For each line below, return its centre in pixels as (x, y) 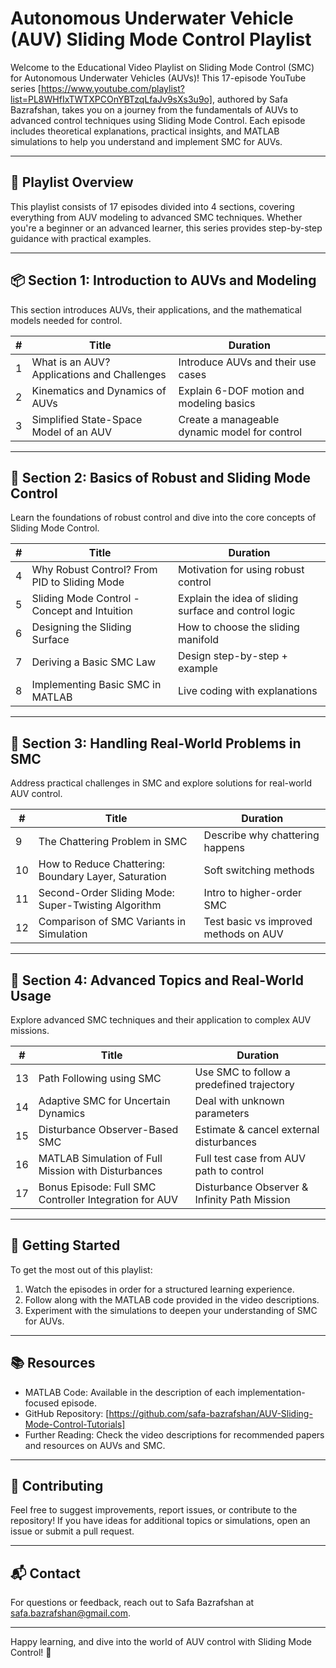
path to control (229, 1170)
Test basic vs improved (258, 922)
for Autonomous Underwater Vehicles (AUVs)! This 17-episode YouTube (158, 78)
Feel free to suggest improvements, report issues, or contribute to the (154, 1510)
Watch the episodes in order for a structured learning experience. (159, 1289)
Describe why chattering (261, 835)
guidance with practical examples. (81, 238)
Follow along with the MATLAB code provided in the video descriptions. (172, 1299)
